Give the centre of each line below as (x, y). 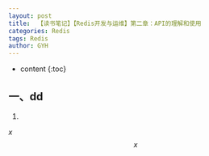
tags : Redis (28, 38)
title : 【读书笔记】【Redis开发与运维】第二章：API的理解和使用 (105, 23)
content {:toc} (43, 69)
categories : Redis (39, 31)
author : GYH (28, 46)
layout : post (30, 16)
